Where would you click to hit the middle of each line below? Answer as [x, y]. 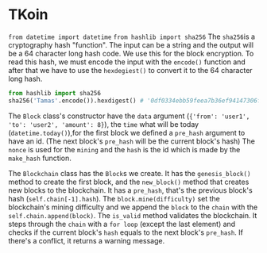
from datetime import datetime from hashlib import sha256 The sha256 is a [132, 36]
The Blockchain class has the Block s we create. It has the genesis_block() [130, 173]
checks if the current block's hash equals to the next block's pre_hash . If [126, 232]
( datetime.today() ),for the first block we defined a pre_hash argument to [127, 132]
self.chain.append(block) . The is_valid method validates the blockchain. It [133, 215]
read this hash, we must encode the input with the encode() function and [127, 62]
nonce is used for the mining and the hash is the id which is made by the [124, 149]
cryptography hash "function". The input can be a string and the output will [131, 44]
